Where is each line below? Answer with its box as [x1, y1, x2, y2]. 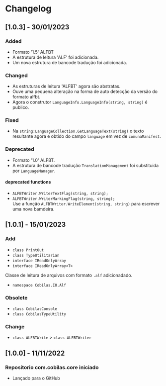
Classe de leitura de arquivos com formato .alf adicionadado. [5, 272, 133, 278]
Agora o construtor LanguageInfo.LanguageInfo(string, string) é [12, 99, 148, 105]
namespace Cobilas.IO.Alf [12, 283, 66, 288]
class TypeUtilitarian [12, 253, 60, 258]
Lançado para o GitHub [12, 375, 61, 381]
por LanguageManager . [12, 168, 56, 174]
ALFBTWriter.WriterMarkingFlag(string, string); [12, 196, 115, 201]
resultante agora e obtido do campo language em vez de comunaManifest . [12, 133, 162, 139]
